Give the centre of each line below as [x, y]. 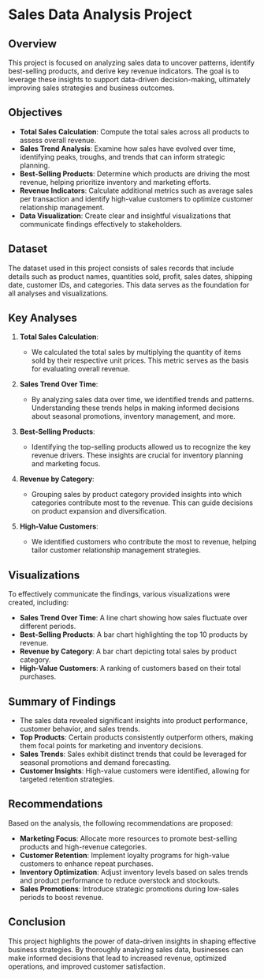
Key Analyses [43, 318]
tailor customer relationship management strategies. [116, 550]
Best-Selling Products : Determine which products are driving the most [135, 173]
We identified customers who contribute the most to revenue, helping [144, 542]
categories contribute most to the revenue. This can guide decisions [142, 503]
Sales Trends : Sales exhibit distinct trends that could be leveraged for [133, 754]
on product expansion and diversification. [99, 511]
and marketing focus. [66, 464]
